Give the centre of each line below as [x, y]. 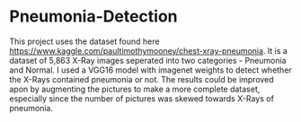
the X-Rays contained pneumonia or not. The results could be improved [142, 79]
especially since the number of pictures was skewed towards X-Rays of [142, 98]
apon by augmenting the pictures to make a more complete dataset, [135, 89]
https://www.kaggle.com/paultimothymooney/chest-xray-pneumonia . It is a [148, 50]
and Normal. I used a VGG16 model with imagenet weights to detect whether [150, 70]
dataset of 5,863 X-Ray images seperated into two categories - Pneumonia [148, 60]
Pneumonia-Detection [93, 17]
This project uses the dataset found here [84, 41]
